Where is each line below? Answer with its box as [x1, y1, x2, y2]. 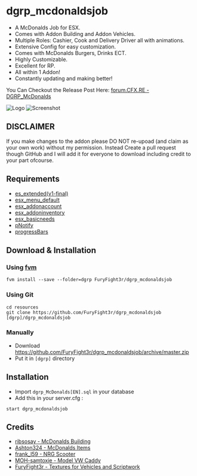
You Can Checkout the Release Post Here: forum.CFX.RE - [6, 86, 149, 93]
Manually [6, 328, 34, 337]
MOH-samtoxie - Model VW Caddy [14, 457, 101, 464]
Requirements [6, 174, 60, 184]
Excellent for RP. [14, 62, 56, 69]
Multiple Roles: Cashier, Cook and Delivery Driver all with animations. [14, 36, 185, 44]
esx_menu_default [14, 196, 60, 203]
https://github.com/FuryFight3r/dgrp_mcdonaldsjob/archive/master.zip [14, 348, 189, 355]
